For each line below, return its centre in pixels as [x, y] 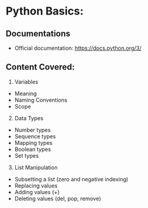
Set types [26, 155]
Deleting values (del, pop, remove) [58, 198]
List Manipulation [36, 167]
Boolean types [33, 149]
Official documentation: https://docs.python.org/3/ [78, 48]
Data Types [29, 118]
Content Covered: [40, 67]
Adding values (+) [37, 192]
